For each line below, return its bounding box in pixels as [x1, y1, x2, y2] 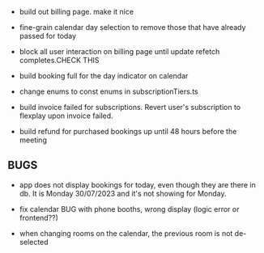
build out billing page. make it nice [19, 7, 134, 16]
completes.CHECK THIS [19, 56, 100, 65]
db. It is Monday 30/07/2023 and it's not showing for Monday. [19, 188, 227, 198]
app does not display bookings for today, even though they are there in [19, 179, 257, 189]
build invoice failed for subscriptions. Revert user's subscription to [19, 103, 241, 112]
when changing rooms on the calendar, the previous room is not [19, 228, 233, 238]
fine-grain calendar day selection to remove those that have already [19, 23, 246, 32]
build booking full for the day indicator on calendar [19, 71, 189, 80]
